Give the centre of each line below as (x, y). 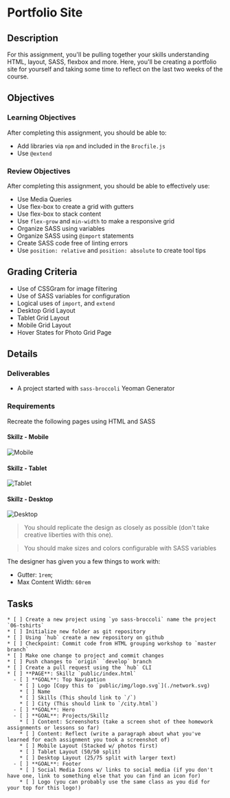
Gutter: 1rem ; (35, 575)
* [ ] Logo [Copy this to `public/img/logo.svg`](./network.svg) (115, 686)
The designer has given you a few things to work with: (84, 562)
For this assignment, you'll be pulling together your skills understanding (108, 54)
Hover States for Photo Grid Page (64, 332)
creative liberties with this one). (68, 535)
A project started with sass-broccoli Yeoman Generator (96, 388)
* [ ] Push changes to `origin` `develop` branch (80, 662)
